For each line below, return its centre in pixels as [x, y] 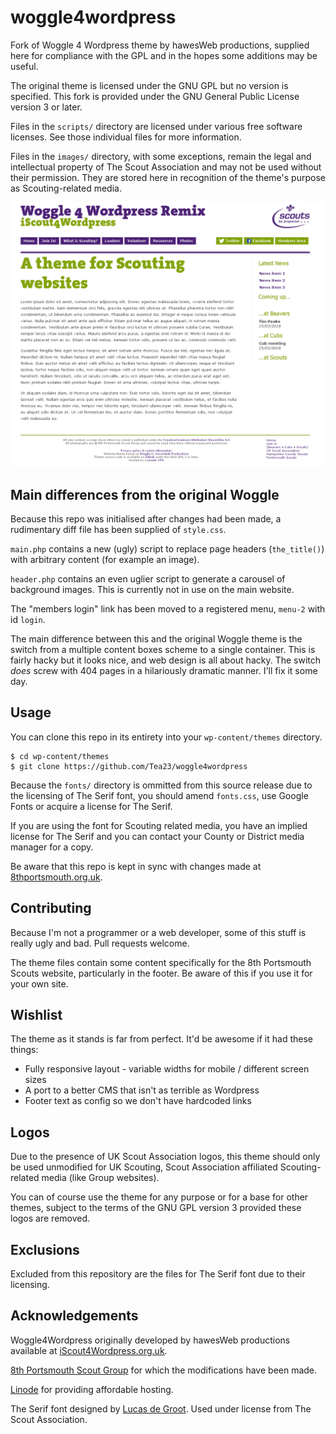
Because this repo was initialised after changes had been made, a [146, 519]
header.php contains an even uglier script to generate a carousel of [148, 579]
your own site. [39, 983]
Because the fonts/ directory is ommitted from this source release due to [161, 785]
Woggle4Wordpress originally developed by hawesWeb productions [150, 1340]
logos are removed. [50, 1218]
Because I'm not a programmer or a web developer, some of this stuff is [158, 932]
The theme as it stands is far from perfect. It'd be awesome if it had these [161, 1039]
